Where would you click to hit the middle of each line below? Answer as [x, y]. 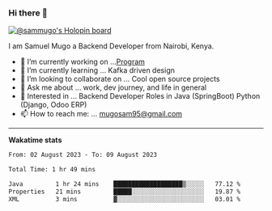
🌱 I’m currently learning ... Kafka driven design [98, 70]
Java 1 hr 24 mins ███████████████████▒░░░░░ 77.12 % [125, 184]
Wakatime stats [35, 140]
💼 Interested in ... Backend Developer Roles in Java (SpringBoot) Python [140, 96]
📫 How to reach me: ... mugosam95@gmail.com [101, 114]
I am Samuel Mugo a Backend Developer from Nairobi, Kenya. [111, 46]
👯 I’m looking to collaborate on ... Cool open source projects [120, 79]
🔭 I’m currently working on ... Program [83, 62]
